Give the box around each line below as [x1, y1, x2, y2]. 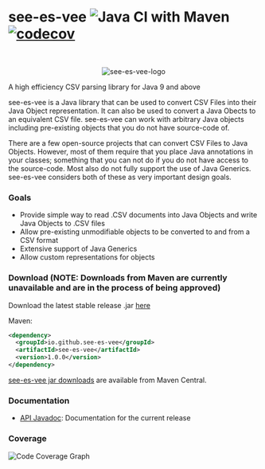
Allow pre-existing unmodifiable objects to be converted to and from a [19, 227, 251, 236]
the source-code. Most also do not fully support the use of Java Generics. [8, 163, 251, 173]
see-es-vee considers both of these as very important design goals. [8, 172, 232, 182]
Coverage [8, 433, 48, 444]
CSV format [19, 236, 58, 245]
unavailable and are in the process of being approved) [8, 283, 221, 294]
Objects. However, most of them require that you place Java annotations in [8, 147, 253, 156]
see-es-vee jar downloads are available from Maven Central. [8, 375, 207, 385]
